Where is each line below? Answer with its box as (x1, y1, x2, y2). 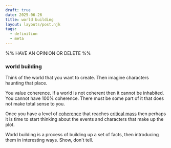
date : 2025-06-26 (5, 12, 42, 17)
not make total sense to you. (5, 101, 65, 107)
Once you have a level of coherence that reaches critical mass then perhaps (5, 111, 166, 117)
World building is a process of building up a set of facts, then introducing (5, 132, 159, 138)
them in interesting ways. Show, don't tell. (5, 137, 93, 143)
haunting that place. (5, 80, 48, 86)
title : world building (5, 17, 54, 22)
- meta (10, 36, 24, 41)
